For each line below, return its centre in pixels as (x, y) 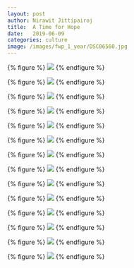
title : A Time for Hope (44, 27)
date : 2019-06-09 (36, 33)
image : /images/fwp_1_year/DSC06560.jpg (68, 47)
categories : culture (38, 40)
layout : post (26, 14)
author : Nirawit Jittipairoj (50, 20)
